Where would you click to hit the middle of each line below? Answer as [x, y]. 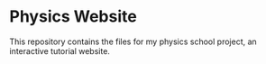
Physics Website [73, 17]
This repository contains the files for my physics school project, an [133, 41]
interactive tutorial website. [60, 50]
